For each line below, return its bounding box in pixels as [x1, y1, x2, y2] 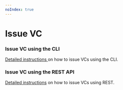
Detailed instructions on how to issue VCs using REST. [5, 80, 115, 86]
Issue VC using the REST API [5, 69, 74, 75]
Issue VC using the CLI [5, 45, 60, 52]
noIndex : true [5, 7, 34, 12]
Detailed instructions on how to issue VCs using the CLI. [5, 56, 119, 62]
